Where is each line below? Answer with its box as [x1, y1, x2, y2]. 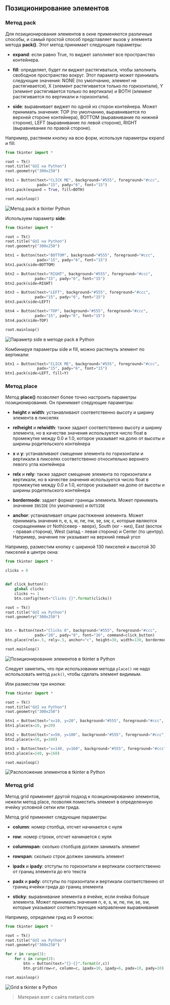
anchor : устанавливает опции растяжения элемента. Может [12, 512, 144, 519]
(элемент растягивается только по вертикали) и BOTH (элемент [12, 88, 152, 94]
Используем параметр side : [5, 215, 66, 221]
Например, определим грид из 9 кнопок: [5, 914, 94, 920]
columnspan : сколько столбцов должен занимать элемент [12, 843, 140, 849]
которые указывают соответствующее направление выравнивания [12, 904, 159, 910]
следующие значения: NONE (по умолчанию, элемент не [12, 77, 137, 83]
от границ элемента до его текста [12, 868, 87, 874]
